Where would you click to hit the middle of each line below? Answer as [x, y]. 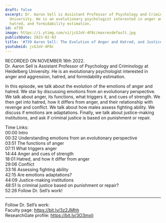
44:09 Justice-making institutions [40, 180]
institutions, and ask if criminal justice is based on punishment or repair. [78, 117]
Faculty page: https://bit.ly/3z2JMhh [42, 210]
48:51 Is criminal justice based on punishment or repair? [62, 185]
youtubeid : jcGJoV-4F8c [30, 47]
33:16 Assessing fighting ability [37, 169]
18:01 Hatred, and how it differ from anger [47, 159]
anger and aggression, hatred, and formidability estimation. [65, 76]
